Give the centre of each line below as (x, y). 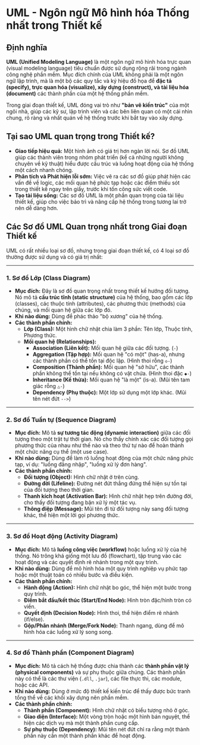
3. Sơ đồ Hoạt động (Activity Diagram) (62, 536)
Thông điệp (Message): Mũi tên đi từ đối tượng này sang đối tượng (106, 509)
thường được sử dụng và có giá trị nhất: (54, 257)
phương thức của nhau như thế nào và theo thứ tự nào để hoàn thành (99, 445)
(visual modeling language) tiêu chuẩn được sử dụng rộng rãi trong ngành (96, 68)
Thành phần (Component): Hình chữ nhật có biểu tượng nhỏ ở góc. (107, 710)
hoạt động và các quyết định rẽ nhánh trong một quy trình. (87, 562)
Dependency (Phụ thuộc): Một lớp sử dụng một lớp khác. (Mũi (109, 392)
